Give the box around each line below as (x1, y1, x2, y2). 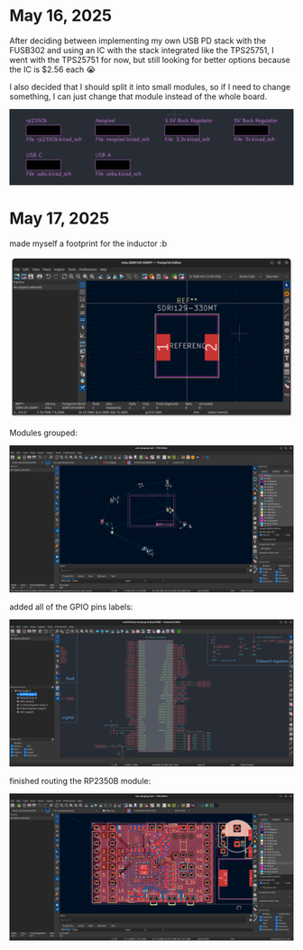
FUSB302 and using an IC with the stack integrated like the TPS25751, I (9, 44, 275, 55)
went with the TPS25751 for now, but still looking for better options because (9, 54, 290, 65)
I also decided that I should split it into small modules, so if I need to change (9, 81, 291, 92)
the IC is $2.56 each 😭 (9, 64, 96, 75)
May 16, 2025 (9, 5, 113, 26)
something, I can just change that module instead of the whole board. (9, 91, 268, 102)
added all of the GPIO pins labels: (9, 601, 133, 613)
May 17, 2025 (9, 208, 110, 228)
